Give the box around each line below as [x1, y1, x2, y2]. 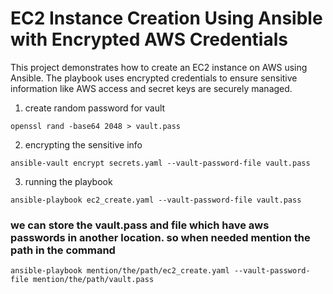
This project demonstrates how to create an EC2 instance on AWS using [10, 61, 308, 73]
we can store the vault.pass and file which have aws [10, 218, 270, 232]
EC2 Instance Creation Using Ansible [10, 7, 323, 30]
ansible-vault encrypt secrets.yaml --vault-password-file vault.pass [10, 158, 311, 168]
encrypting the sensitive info [24, 138, 143, 151]
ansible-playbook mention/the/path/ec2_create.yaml [10, 266, 230, 276]
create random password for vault [24, 102, 166, 114]
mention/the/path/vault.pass [32, 275, 155, 285]
